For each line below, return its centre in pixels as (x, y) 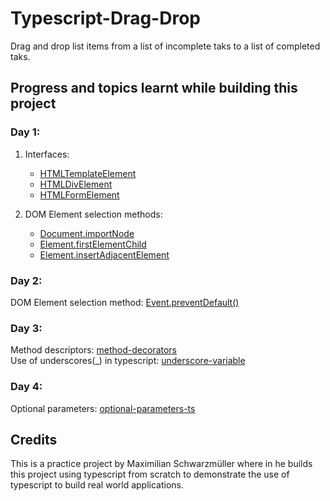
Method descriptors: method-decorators (93, 350)
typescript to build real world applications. (97, 485)
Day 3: (26, 328)
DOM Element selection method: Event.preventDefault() (125, 302)
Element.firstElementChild (93, 244)
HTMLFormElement (79, 194)
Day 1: (25, 132)
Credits (34, 439)
